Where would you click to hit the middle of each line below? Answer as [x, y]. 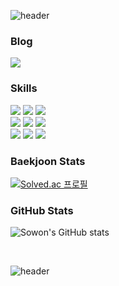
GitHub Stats [42, 210]
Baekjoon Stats [48, 161]
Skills [24, 88]
